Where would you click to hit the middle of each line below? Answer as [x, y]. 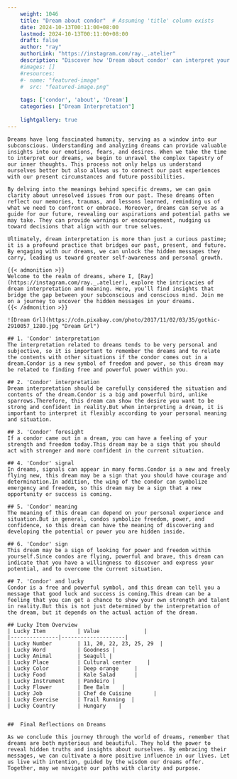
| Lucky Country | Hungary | [65, 706]
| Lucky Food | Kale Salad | [73, 674]
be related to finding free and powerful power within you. [98, 370]
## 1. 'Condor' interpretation [54, 339]
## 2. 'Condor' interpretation [54, 382]
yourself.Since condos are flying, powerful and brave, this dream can [115, 556]
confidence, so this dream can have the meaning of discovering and [111, 525]
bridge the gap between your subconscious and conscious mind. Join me [115, 295]
